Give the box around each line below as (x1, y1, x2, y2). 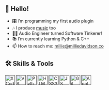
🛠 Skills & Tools (5, 60, 54, 68)
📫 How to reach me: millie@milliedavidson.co (12, 43, 104, 49)
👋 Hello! (5, 5, 29, 13)
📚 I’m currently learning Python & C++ (12, 36, 90, 42)
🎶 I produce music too (12, 25, 56, 30)
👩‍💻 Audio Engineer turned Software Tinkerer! (12, 30, 103, 36)
